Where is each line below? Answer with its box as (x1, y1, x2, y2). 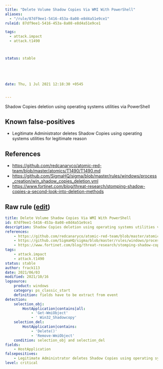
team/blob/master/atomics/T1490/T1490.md (12, 168, 101, 174)
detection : (5, 297, 27, 302)
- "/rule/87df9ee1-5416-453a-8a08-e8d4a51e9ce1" (9, 16, 110, 21)
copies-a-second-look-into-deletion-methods (12, 188, 104, 195)
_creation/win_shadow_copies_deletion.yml (12, 178, 98, 184)
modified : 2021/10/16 (5, 275, 49, 279)
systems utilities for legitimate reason (12, 136, 87, 142)
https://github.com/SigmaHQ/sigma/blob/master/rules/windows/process (12, 173, 157, 179)
